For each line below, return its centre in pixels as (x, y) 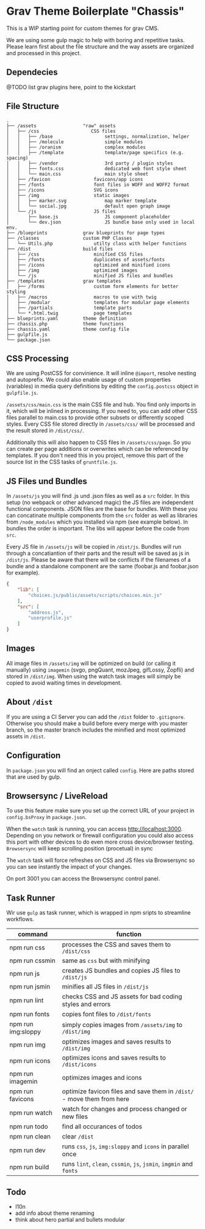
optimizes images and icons (102, 1078)
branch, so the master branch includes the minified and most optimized (96, 730)
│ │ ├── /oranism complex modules (76, 147)
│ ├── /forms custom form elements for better (92, 286)
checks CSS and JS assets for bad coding (122, 997)
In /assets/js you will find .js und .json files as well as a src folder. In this (98, 496)
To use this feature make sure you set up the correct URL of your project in (100, 811)
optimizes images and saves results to (117, 1042)
